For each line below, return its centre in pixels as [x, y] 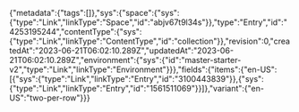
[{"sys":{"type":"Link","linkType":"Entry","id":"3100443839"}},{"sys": [137, 79]
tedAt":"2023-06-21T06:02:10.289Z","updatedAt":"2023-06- [122, 51]
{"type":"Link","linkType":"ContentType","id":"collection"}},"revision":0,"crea [150, 41]
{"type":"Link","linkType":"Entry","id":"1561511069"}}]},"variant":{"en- [137, 88]
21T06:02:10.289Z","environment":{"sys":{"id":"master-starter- [125, 60]
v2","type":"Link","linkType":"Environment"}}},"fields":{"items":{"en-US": [143, 69]
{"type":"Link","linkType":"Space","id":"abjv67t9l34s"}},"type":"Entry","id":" [149, 22]
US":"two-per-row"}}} [50, 98]
